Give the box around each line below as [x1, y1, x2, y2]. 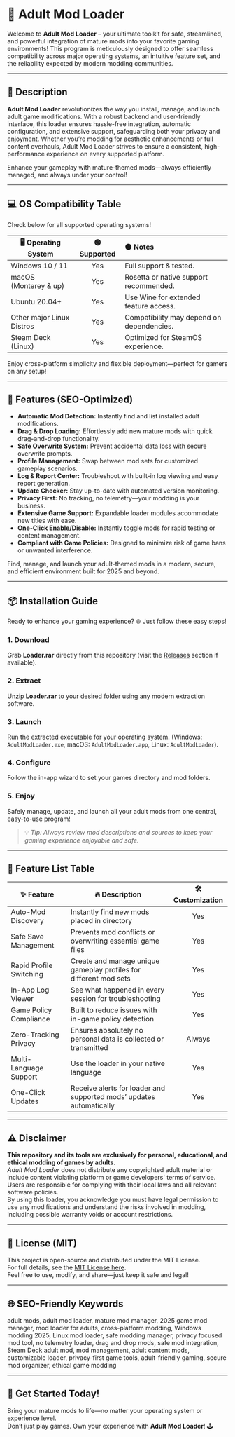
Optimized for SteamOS [124, 332, 203, 342]
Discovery [10, 916, 44, 926]
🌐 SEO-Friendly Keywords [7, 1298, 124, 1309]
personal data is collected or [70, 1034, 164, 1044]
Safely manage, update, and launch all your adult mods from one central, [7, 807, 218, 815]
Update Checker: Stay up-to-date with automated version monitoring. [17, 486, 220, 495]
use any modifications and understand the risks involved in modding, [7, 1203, 206, 1211]
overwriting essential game [70, 936, 159, 946]
